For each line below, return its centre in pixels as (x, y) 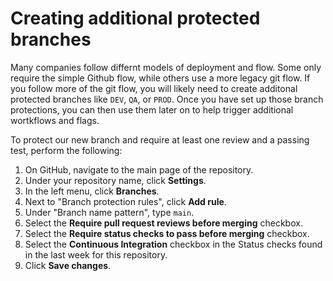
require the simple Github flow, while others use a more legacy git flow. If (160, 78)
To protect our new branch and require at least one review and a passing (160, 139)
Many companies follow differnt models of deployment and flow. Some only (166, 67)
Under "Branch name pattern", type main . (109, 212)
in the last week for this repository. (96, 254)
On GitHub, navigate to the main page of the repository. (139, 169)
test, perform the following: (66, 150)
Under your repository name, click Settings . (115, 180)
